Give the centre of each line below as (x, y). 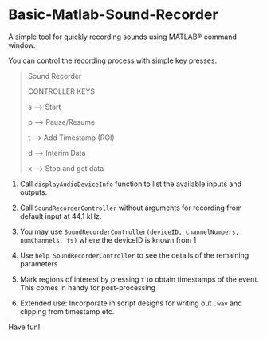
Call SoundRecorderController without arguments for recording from (131, 208)
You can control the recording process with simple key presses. (113, 60)
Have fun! (24, 327)
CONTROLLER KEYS (61, 91)
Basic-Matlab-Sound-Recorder (113, 15)
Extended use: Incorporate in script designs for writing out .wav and (131, 303)
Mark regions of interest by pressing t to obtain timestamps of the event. (139, 279)
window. (22, 45)
